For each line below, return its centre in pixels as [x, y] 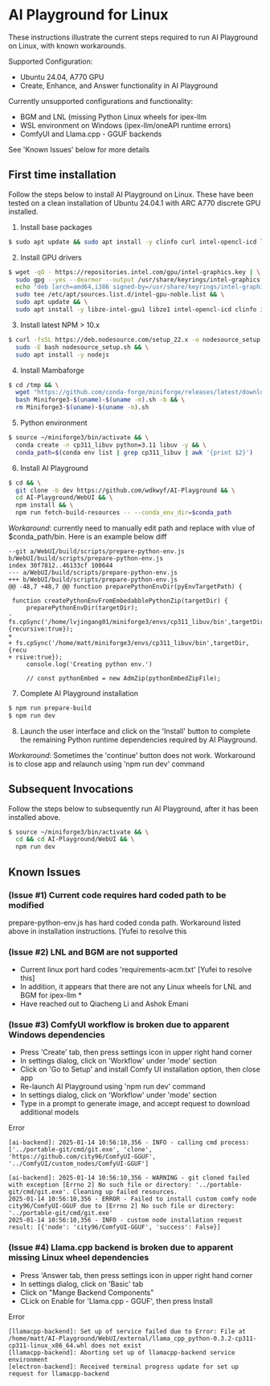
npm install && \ [45, 506]
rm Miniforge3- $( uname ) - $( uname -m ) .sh [82, 408]
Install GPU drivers [51, 257]
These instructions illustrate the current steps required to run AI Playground [133, 37]
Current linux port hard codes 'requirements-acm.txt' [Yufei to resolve [136, 970]
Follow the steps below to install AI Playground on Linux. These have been [131, 194]
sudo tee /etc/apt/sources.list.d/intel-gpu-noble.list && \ [120, 295]
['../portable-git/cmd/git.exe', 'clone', [80, 1150]
